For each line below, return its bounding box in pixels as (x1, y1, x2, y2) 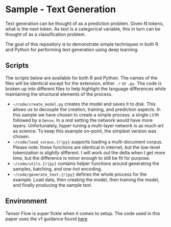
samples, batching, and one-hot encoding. (12, 165, 103, 172)
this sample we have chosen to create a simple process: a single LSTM (12, 111, 159, 118)
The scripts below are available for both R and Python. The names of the (5, 75, 158, 81)
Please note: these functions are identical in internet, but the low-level (12, 144, 160, 150)
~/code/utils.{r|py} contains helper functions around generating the (12, 160, 159, 166)
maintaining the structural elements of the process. (5, 91, 113, 97)
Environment (5, 197, 47, 206)
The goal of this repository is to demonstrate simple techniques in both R (5, 41, 159, 47)
